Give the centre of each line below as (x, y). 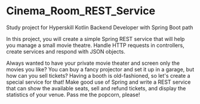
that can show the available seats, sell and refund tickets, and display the (96, 88)
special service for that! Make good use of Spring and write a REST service (99, 82)
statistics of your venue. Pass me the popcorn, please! (73, 94)
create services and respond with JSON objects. (66, 51)
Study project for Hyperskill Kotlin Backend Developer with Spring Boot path (100, 27)
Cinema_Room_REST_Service (81, 11)
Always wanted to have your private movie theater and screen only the (93, 63)
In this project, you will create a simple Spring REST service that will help (96, 39)
